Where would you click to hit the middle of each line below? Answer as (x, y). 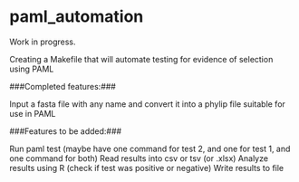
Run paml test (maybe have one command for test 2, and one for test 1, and (150, 148)
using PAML (32, 69)
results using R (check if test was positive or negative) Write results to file (147, 168)
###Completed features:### (63, 86)
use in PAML (33, 113)
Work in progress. (43, 42)
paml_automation (77, 17)
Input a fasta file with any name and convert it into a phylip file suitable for (147, 104)
